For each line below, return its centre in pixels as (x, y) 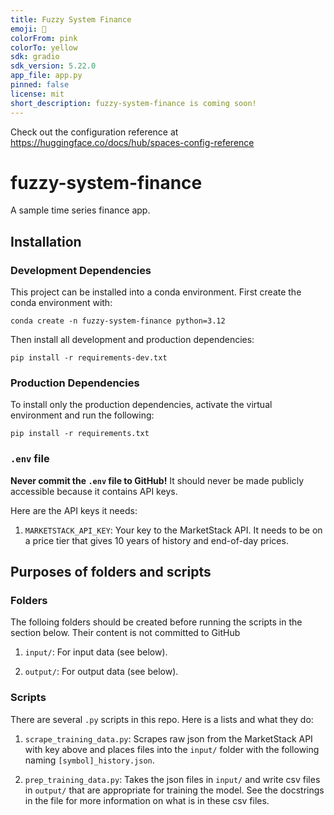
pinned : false (40, 85)
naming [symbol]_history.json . (89, 760)
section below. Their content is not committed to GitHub (125, 633)
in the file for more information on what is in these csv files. (147, 800)
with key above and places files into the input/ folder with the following (172, 749)
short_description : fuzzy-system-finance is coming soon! (133, 103)
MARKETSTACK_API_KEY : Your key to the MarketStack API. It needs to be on (173, 530)
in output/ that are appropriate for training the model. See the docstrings (174, 790)
